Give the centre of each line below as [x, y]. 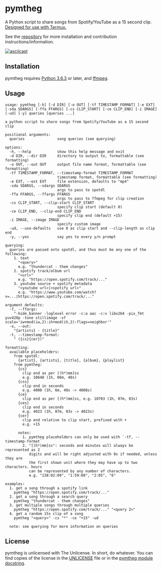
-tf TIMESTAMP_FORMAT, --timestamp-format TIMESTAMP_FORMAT [71, 173]
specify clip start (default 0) [90, 207]
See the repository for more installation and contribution [61, 37]
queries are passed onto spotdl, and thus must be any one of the [78, 249]
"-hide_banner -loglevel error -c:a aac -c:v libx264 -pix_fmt [79, 313]
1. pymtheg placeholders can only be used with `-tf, [78, 437]
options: [14, 147]
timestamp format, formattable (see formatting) [107, 177]
